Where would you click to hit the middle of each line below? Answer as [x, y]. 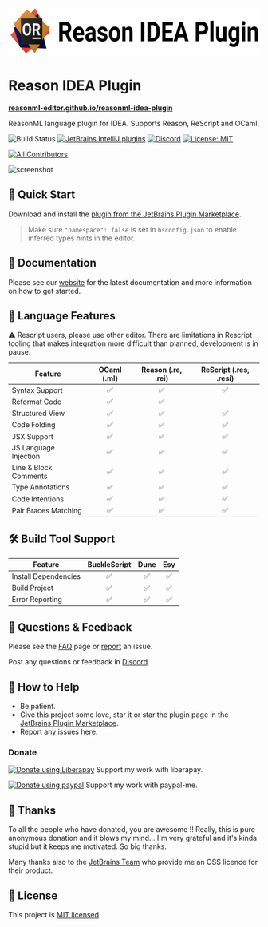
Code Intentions [38, 499]
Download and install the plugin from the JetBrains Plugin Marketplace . [125, 214]
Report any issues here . [59, 732]
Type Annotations [41, 487]
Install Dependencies [46, 576]
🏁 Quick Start [42, 195]
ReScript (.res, [225, 370]
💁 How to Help [44, 687]
